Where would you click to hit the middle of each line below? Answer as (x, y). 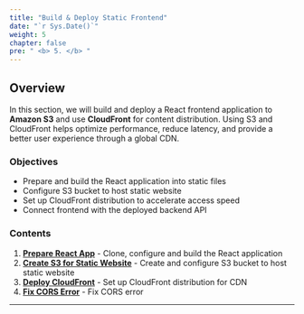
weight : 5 (28, 34)
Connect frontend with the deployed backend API (114, 210)
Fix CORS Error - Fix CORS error (83, 291)
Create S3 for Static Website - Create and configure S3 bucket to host (155, 263)
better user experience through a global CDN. (95, 138)
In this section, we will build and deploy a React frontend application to (141, 109)
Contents (30, 234)
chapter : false (38, 43)
